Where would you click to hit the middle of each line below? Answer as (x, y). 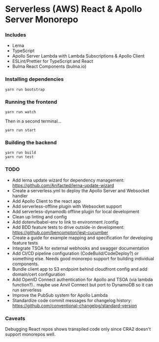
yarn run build (21, 153)
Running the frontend (31, 102)
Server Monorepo (42, 19)
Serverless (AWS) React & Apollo (74, 9)
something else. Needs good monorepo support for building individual (83, 258)
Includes (16, 35)
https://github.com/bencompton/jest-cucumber (60, 232)
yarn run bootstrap (25, 90)
